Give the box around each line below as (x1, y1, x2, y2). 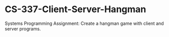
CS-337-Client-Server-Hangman (5, 4, 147, 15)
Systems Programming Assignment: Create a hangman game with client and (5, 20, 164, 26)
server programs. (5, 25, 41, 31)
